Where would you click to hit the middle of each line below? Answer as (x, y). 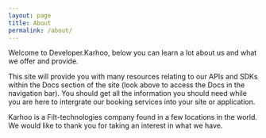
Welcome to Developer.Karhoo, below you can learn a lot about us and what (133, 53)
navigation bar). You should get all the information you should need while (128, 94)
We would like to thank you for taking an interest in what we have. (116, 126)
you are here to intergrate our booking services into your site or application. (132, 102)
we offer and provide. (43, 61)
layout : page (30, 15)
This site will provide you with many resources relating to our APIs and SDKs (133, 77)
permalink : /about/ (40, 30)
